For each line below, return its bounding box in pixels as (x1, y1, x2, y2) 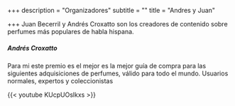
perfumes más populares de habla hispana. (7, 28, 134, 36)
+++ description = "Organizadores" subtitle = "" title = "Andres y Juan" (7, 6, 215, 14)
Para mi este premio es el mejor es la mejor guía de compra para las (7, 61, 207, 70)
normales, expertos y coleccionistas (7, 76, 114, 85)
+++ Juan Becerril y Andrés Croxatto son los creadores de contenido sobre (7, 20, 229, 28)
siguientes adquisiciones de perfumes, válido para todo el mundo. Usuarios (7, 69, 229, 78)
